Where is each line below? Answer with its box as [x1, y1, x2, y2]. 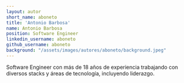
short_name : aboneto [6, 14, 58, 20]
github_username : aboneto [6, 42, 70, 48]
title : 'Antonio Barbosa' [6, 20, 70, 25]
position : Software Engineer [6, 31, 79, 37]
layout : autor [6, 8, 42, 15]
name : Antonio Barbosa [6, 25, 63, 31]
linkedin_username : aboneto [6, 36, 76, 42]
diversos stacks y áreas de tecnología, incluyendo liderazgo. [6, 69, 155, 77]
